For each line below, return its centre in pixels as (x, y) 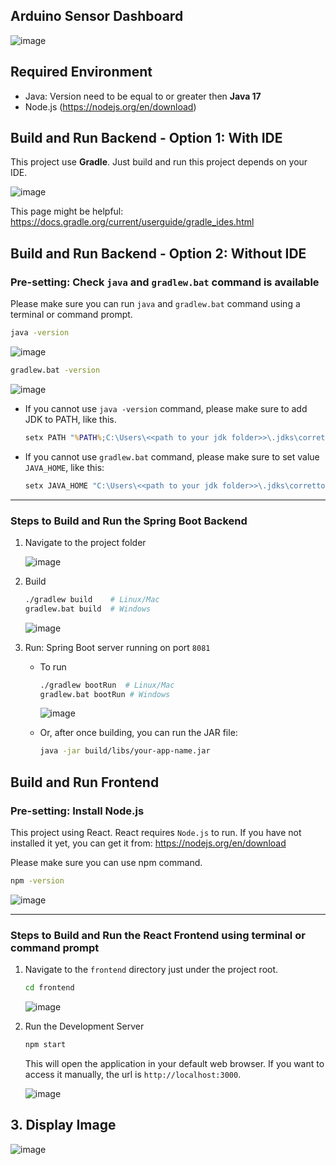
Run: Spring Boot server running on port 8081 (117, 647)
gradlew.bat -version (55, 370)
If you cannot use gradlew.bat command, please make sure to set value (172, 456)
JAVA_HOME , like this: (64, 467)
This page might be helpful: (67, 211)
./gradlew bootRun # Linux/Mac (107, 685)
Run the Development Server (84, 1026)
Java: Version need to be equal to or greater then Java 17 (143, 96)
